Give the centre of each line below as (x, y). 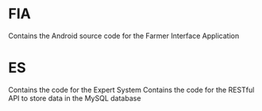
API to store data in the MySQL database (75, 98)
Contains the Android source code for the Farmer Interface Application (124, 36)
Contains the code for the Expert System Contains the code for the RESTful (131, 90)
